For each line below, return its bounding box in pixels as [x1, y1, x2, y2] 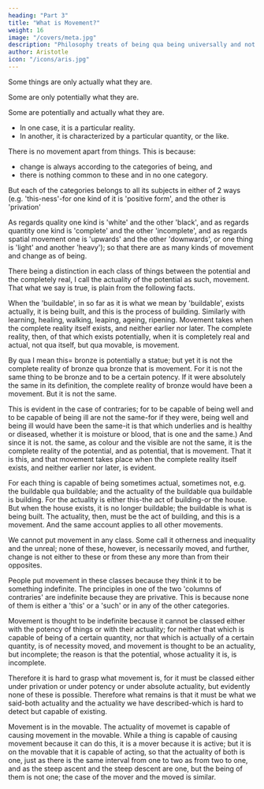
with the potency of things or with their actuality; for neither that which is [8, 624, 244, 634]
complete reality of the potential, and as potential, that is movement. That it [8, 446, 252, 456]
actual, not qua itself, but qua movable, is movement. [8, 340, 180, 349]
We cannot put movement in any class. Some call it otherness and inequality [8, 535, 256, 545]
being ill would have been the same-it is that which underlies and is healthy [8, 421, 252, 430]
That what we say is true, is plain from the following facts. [8, 283, 195, 292]
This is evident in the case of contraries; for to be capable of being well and [8, 404, 254, 414]
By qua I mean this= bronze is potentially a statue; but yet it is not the [8, 355, 233, 365]
